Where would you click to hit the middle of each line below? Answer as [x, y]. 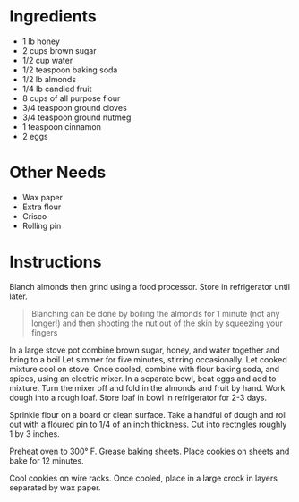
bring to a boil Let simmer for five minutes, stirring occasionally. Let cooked [149, 359]
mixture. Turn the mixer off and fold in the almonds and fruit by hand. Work [147, 387]
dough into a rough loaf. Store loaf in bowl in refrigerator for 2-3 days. [138, 397]
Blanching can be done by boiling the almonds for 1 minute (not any [155, 313]
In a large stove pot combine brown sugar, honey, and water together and [145, 350]
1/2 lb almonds [49, 79]
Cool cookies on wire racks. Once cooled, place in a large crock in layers [143, 478]
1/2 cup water [47, 60]
